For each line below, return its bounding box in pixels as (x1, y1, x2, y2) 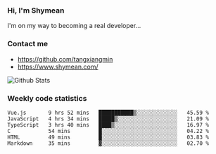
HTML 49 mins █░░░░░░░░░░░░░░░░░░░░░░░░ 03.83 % (7, 134, 210, 141)
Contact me (7, 39, 49, 49)
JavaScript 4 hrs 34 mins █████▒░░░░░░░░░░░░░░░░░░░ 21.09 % (7, 115, 210, 122)
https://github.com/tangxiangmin (17, 55, 113, 63)
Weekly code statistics (7, 93, 87, 103)
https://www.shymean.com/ (17, 62, 99, 71)
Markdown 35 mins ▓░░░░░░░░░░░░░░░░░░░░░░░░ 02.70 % (7, 139, 210, 147)
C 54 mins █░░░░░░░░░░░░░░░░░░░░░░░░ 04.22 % (7, 127, 210, 134)
